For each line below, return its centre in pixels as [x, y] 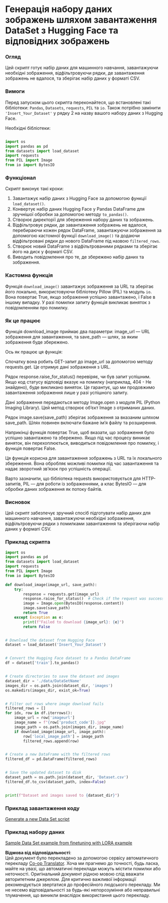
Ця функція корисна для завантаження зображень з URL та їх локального [84, 458]
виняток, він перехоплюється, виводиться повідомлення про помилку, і [82, 443]
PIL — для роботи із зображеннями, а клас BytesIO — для [85, 484]
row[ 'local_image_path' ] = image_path [63, 736]
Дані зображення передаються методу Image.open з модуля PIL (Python [83, 402]
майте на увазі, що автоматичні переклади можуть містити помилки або [83, 869]
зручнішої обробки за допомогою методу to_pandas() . [70, 215]
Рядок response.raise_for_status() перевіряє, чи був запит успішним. [78, 377]
